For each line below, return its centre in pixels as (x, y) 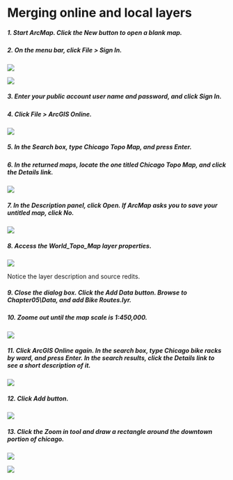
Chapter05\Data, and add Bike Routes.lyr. (70, 300)
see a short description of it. (49, 366)
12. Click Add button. (38, 398)
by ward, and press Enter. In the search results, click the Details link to (111, 358)
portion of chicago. (36, 439)
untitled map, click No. (41, 212)
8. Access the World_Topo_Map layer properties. (79, 246)
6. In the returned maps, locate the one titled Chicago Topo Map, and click (116, 165)
